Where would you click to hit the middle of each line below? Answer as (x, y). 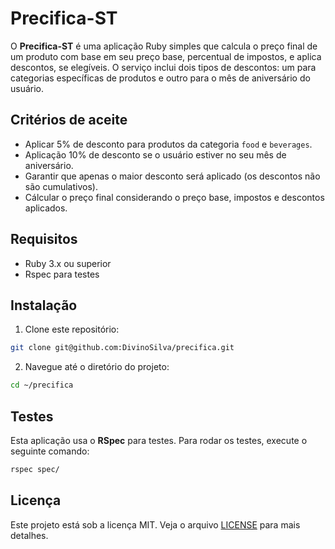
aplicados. (46, 208)
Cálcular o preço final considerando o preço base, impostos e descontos (174, 197)
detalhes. (29, 535)
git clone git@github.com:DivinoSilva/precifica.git (122, 348)
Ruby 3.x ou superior (68, 263)
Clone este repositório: (72, 329)
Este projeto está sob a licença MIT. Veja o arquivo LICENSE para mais (155, 524)
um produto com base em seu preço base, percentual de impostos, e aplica (166, 56)
